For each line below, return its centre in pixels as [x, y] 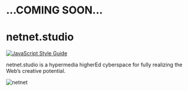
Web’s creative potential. [36, 71]
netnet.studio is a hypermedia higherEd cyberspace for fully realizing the [94, 65]
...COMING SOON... [54, 10]
